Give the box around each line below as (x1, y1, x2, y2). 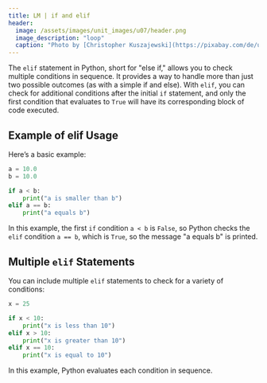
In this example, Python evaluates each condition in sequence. (8, 365, 213, 375)
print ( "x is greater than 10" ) (22, 336, 126, 345)
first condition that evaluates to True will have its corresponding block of (8, 97, 245, 107)
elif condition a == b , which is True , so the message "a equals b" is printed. (8, 232, 258, 241)
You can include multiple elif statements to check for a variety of (8, 276, 224, 285)
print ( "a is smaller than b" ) (22, 194, 123, 202)
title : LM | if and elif (8, 11, 91, 20)
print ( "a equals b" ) (22, 209, 91, 217)
